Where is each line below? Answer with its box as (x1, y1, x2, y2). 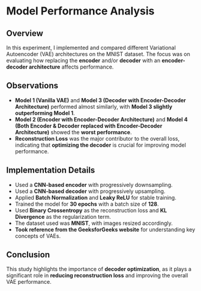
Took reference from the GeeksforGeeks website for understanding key (14, 225, 196, 233)
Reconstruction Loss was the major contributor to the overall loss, (14, 135, 180, 142)
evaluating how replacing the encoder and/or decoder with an (6, 57, 161, 64)
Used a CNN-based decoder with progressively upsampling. (14, 188, 166, 195)
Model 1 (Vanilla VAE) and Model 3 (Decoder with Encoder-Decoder (14, 96, 186, 103)
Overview (6, 28, 44, 38)
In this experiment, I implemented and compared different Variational (6, 44, 176, 51)
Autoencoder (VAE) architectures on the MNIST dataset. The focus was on (6, 51, 190, 58)
